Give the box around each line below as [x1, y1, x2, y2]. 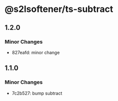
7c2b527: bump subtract [11, 90, 63, 96]
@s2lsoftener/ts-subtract [4, 3, 114, 15]
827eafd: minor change [11, 49, 60, 55]
